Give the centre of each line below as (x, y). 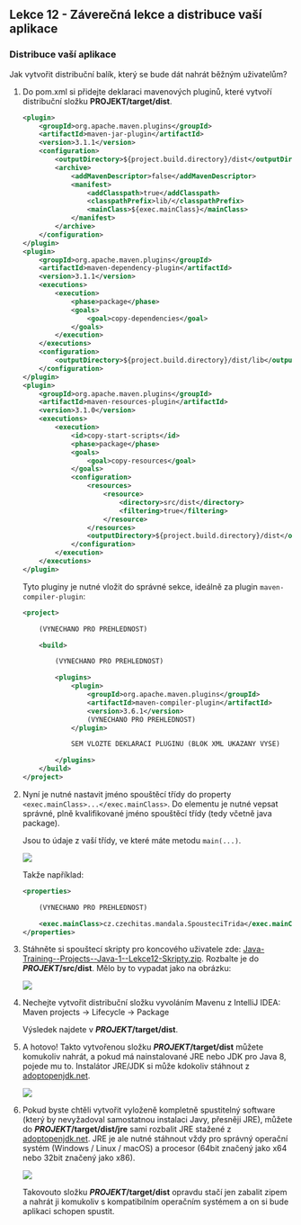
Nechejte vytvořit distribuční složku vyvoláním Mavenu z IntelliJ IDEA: (151, 1003)
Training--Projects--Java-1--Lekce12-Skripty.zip (112, 959)
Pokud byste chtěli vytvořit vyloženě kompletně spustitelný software (149, 1110)
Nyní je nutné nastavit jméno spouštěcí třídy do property (127, 794)
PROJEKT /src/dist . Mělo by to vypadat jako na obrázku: (127, 968)
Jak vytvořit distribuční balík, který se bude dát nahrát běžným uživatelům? (148, 74)
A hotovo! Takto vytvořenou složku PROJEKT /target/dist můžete (142, 1047)
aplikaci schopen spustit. (68, 1211)
